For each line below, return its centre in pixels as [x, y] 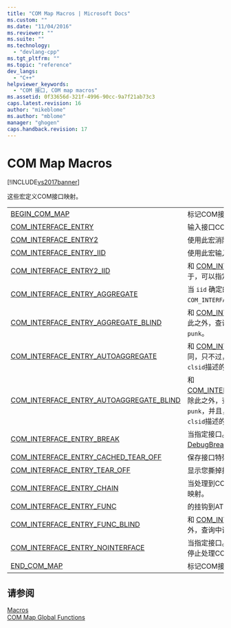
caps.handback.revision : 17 [47, 129]
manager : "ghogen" [33, 122]
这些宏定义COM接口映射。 [45, 197]
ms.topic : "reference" [40, 65]
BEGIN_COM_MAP [40, 214]
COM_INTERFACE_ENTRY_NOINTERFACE [78, 548]
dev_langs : [23, 71]
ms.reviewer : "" [30, 33]
